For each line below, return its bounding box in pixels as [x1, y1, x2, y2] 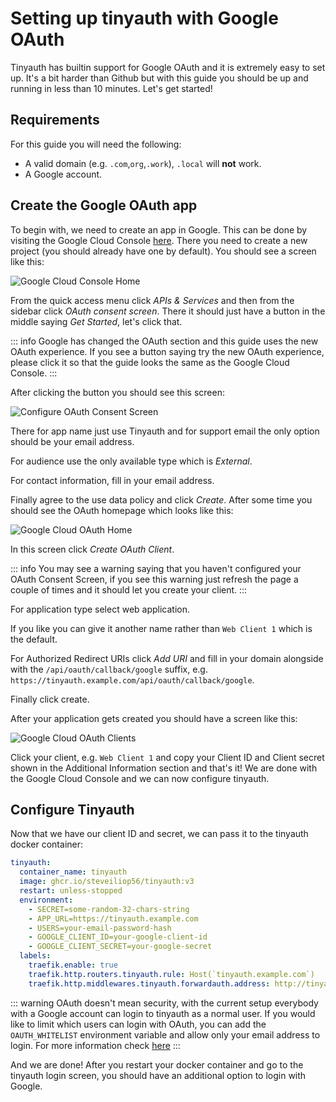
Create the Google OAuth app [10, 197, 198, 214]
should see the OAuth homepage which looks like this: [10, 504, 234, 516]
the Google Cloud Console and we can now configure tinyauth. [10, 772, 270, 784]
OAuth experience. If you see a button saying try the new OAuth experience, [10, 345, 325, 357]
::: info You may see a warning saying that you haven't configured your [10, 562, 302, 574]
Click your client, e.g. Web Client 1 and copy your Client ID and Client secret [10, 751, 325, 763]
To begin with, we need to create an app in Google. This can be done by [10, 223, 308, 236]
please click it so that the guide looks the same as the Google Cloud [10, 356, 290, 368]
